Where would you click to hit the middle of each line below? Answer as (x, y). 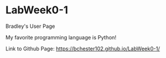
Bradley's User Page (30, 26)
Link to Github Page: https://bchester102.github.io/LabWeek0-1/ (83, 48)
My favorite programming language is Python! (61, 37)
